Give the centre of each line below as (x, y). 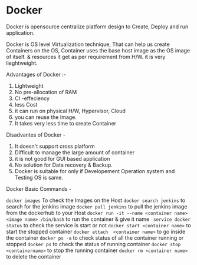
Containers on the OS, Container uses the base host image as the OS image (98, 50)
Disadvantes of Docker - (36, 135)
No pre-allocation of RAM (46, 92)
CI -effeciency (32, 98)
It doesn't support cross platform (55, 146)
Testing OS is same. (39, 177)
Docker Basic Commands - (39, 188)
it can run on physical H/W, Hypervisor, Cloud (70, 111)
